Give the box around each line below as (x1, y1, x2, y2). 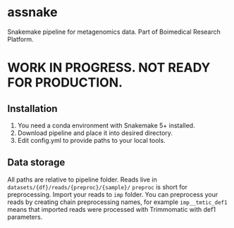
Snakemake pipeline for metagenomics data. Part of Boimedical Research (7, 27, 221, 36)
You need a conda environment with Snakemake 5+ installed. (17, 121, 195, 129)
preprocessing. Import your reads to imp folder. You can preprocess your (7, 190, 218, 198)
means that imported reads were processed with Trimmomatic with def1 (7, 205, 216, 213)
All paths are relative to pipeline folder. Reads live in (7, 175, 157, 184)
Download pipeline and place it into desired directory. (17, 128, 173, 137)
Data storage (7, 156, 66, 169)
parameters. (7, 213, 43, 221)
